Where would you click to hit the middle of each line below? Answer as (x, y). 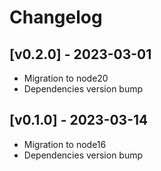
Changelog (56, 17)
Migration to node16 (65, 144)
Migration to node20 (66, 78)
